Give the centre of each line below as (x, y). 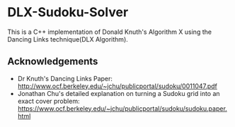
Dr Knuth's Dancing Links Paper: (65, 78)
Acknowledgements (53, 62)
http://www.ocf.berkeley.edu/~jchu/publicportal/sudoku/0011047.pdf (117, 86)
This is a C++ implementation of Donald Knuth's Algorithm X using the (110, 32)
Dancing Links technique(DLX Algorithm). (68, 39)
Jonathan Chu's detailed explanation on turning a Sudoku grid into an (119, 93)
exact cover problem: (48, 101)
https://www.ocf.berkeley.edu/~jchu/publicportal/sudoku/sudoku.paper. (122, 108)
